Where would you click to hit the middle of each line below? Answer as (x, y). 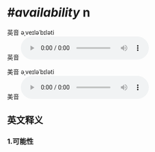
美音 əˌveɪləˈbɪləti (31, 72)
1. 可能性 (20, 142)
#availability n (49, 13)
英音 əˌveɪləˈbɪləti (31, 32)
